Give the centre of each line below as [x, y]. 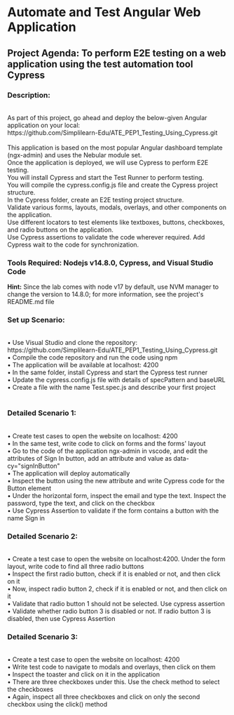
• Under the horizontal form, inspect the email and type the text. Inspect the [117, 495]
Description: [29, 95]
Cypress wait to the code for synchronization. [73, 244]
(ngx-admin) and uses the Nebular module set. [75, 155]
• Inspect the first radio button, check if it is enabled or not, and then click [114, 574]
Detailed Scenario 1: [42, 413]
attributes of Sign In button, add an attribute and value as [90, 458]
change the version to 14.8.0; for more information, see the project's [105, 294]
